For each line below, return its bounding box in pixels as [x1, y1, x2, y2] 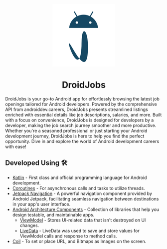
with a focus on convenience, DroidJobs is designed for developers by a [5, 117, 154, 123]
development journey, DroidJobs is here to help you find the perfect [5, 133, 145, 139]
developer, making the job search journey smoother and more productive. [5, 122, 157, 128]
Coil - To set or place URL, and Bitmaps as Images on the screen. [12, 238, 147, 244]
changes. [19, 222, 39, 228]
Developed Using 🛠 [5, 158, 68, 167]
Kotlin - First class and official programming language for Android [12, 174, 147, 180]
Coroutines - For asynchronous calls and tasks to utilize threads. [12, 185, 146, 191]
